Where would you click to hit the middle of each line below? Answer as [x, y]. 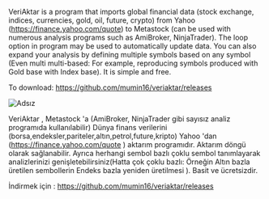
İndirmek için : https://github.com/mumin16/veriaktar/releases [111, 186]
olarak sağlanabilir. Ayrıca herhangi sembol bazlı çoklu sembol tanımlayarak [134, 153]
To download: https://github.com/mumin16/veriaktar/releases [110, 87]
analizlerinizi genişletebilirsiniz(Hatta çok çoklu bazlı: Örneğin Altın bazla [129, 162]
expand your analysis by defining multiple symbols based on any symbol [130, 55]
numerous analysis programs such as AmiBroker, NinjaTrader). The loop [128, 37]
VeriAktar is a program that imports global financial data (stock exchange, [131, 12]
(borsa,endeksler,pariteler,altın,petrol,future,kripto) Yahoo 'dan [113, 136]
